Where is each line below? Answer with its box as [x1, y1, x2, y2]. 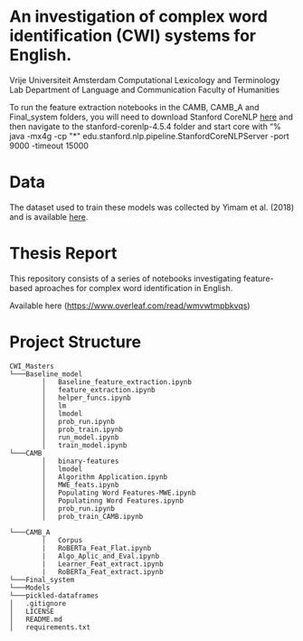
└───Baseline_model [9, 369, 83, 379]
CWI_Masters [9, 362, 54, 371]
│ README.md [9, 615, 63, 624]
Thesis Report [9, 243, 118, 264]
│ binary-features [42, 457, 119, 466]
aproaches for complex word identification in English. [34, 282, 233, 293]
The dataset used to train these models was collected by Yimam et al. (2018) [9, 202, 295, 212]
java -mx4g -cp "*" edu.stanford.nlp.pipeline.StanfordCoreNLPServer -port [9, 130, 289, 141]
